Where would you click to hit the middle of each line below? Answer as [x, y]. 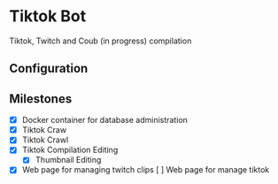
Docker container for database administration [105, 120]
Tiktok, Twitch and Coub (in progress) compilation [100, 41]
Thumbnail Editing [68, 160]
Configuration [49, 69]
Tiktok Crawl [45, 140]
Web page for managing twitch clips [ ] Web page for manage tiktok [146, 170]
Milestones [41, 99]
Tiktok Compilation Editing [70, 150]
